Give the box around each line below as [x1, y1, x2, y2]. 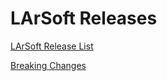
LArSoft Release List [10, 40, 94, 52]
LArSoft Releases [10, 7, 158, 30]
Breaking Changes [10, 59, 87, 71]
